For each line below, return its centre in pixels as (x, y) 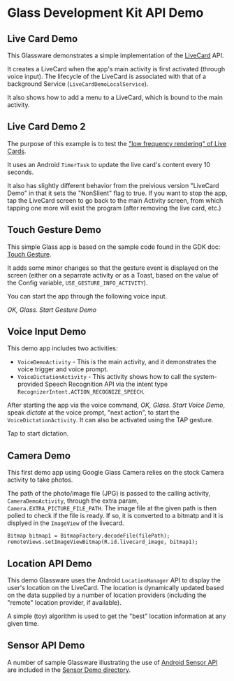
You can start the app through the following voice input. (87, 296)
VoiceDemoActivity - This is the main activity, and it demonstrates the (117, 362)
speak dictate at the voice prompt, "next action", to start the (94, 413)
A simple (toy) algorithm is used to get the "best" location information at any (117, 616)
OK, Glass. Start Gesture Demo (52, 310)
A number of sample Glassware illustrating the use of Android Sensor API (112, 662)
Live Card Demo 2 (46, 127)
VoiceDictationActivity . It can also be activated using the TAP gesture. (110, 420)
